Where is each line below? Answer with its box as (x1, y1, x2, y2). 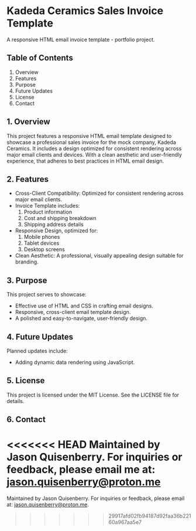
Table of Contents (6, 53, 74, 63)
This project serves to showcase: (6, 291, 87, 298)
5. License (6, 376, 45, 385)
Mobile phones (23, 234, 60, 241)
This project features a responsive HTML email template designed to (6, 132, 172, 139)
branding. (15, 258, 39, 265)
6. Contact (6, 415, 46, 425)
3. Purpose (6, 275, 47, 285)
